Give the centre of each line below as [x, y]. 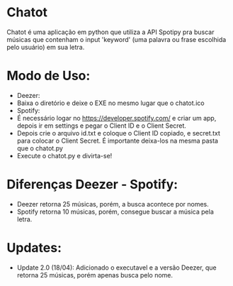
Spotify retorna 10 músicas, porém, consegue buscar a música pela [115, 211]
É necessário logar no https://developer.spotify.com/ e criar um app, [116, 118]
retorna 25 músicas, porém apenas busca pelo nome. [95, 275]
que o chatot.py [40, 148]
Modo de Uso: [49, 76]
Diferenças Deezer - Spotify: [92, 185]
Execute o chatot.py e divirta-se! [64, 155]
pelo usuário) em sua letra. [46, 47]
